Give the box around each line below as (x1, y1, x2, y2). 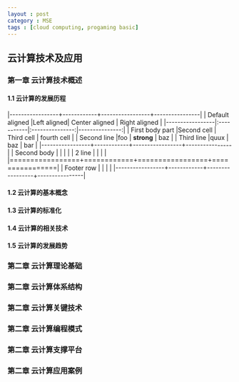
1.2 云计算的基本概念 (7, 189, 68, 197)
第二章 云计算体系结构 (7, 282, 83, 292)
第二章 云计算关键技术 (7, 303, 83, 313)
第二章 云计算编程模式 (7, 323, 83, 333)
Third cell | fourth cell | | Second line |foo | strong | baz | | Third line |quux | (7, 133, 229, 141)
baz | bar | (7, 141, 38, 149)
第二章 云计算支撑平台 (7, 344, 83, 354)
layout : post (7, 10, 50, 18)
